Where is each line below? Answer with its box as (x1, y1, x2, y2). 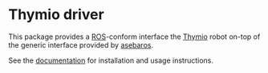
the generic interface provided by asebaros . (8, 40, 154, 49)
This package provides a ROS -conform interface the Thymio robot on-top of (8, 32, 261, 41)
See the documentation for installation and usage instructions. (8, 56, 214, 65)
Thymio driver (8, 6, 104, 24)
